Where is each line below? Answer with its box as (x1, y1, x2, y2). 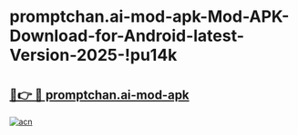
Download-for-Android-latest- (9, 25, 244, 46)
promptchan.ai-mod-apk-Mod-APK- (9, 6, 290, 27)
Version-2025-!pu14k (9, 45, 178, 65)
